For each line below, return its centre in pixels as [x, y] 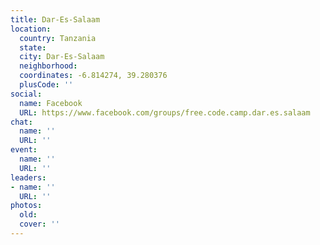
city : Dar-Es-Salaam [62, 57]
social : [26, 94]
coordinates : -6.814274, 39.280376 [93, 76]
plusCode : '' [46, 85]
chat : [21, 122]
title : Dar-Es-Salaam [55, 19]
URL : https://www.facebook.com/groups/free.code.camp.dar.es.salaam [165, 112]
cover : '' [39, 224]
